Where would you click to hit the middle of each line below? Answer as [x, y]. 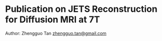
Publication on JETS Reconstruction [81, 9]
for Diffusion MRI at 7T [53, 20]
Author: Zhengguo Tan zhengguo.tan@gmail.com [56, 33]
